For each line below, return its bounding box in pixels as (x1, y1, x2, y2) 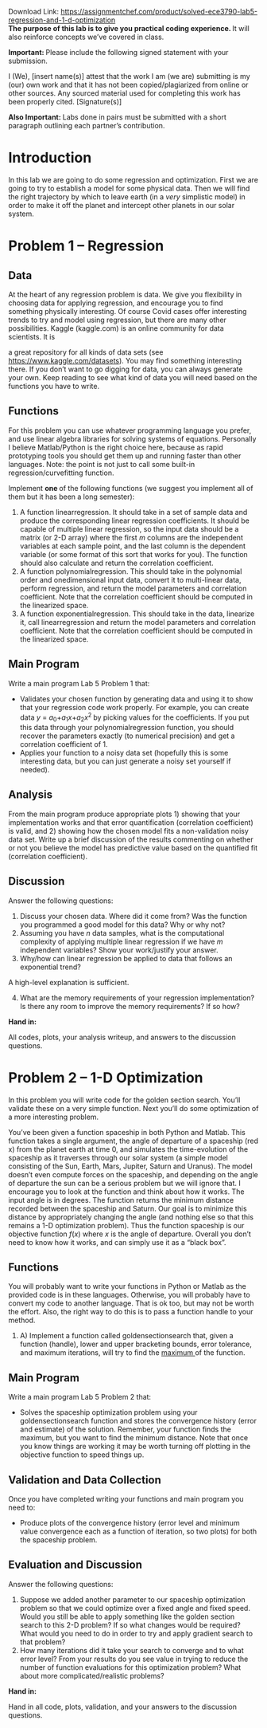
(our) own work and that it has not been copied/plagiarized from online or (8, 80, 249, 89)
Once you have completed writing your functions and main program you (8, 1494, 244, 1504)
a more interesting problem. (8, 1112, 99, 1121)
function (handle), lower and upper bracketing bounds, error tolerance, (19, 1339, 252, 1349)
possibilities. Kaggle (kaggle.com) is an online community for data (8, 323, 224, 333)
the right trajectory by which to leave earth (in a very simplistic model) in (8, 191, 246, 202)
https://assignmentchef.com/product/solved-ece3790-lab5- (60, 7, 258, 16)
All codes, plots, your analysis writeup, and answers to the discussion (8, 1032, 236, 1042)
